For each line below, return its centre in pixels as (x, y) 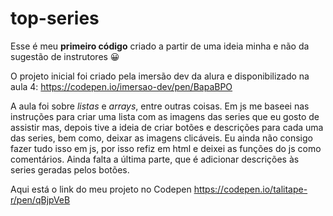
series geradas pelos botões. (70, 169)
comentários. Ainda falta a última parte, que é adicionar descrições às (155, 159)
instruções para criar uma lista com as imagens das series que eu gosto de (165, 116)
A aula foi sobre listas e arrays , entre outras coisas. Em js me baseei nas (160, 106)
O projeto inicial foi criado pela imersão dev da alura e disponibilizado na (160, 76)
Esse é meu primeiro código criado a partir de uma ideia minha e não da (160, 46)
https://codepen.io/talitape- (250, 189)
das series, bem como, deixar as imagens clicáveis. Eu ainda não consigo (161, 138)
